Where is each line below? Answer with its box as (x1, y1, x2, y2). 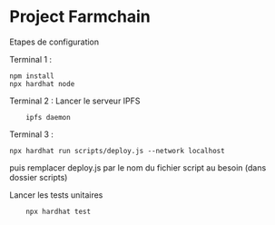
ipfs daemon (25, 112, 71, 122)
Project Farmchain (9, 6, 152, 27)
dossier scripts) (9, 171, 68, 182)
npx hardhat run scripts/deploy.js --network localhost (9, 146, 225, 155)
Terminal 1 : (9, 54, 53, 64)
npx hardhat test (25, 207, 92, 216)
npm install (9, 71, 54, 81)
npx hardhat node (9, 79, 75, 88)
